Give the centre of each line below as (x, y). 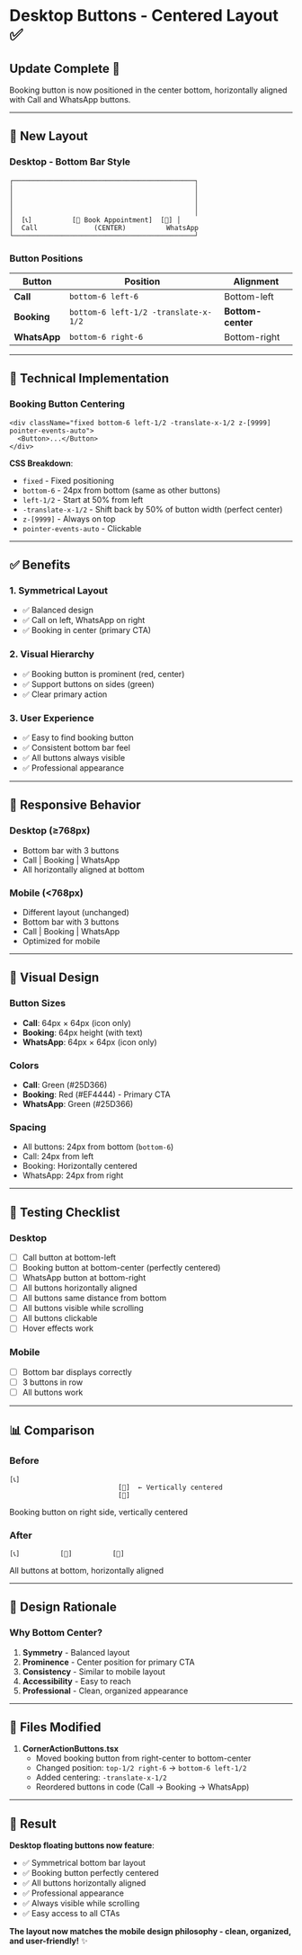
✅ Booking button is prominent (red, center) (103, 674)
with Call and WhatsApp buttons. (70, 99)
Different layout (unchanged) (76, 912)
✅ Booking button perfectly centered (90, 1873)
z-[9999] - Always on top (69, 519)
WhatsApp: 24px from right (73, 1175)
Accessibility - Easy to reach (77, 1681)
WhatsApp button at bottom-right (84, 1278)
